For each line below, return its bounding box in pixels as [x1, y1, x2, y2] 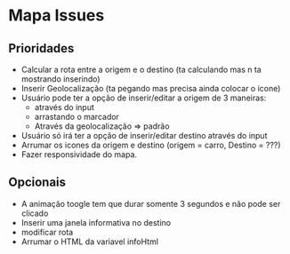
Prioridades [8, 41, 75, 56]
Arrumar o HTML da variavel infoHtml [20, 236, 159, 247]
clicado [20, 208, 49, 218]
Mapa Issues [8, 5, 105, 26]
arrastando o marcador [34, 112, 119, 122]
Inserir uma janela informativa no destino [20, 217, 171, 227]
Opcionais [8, 175, 67, 190]
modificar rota [20, 226, 74, 237]
